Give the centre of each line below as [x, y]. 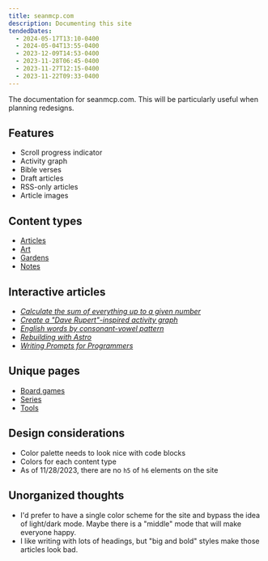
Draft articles [42, 178]
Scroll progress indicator [61, 153]
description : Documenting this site [70, 23]
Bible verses [41, 170]
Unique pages [45, 371]
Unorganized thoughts [66, 496]
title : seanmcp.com [41, 16]
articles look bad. [49, 549]
